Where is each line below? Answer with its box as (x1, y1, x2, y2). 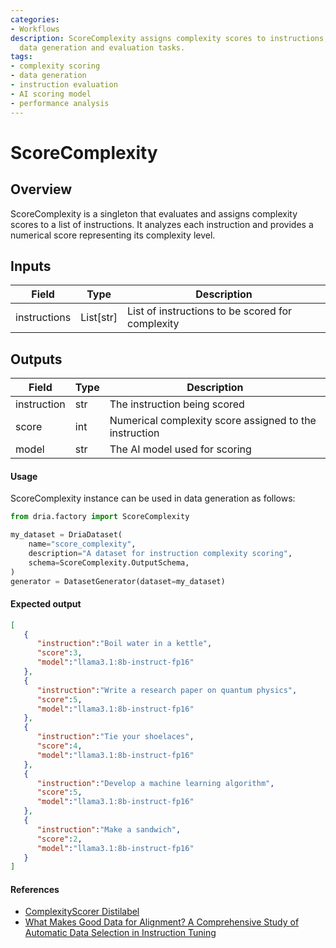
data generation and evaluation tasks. (19, 42, 186, 53)
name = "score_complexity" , (28, 539, 137, 550)
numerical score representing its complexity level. (10, 229, 216, 241)
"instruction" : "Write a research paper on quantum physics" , (36, 685, 298, 695)
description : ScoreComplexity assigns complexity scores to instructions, (10, 33, 329, 43)
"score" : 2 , (36, 834, 83, 844)
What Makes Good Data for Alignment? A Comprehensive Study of (24, 916, 300, 928)
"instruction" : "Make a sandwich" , (36, 824, 182, 835)
